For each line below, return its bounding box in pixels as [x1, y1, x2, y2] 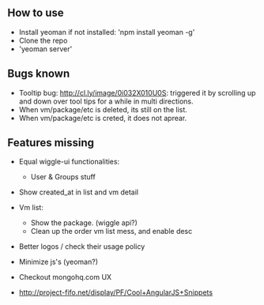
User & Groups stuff [30, 172, 96, 182]
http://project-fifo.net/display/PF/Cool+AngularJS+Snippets [18, 288, 213, 297]
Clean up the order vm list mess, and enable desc [30, 227, 193, 236]
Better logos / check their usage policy [18, 242, 145, 251]
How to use [7, 6, 64, 20]
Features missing [7, 136, 95, 149]
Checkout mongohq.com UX [18, 273, 112, 282]
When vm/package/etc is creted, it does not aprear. [18, 113, 187, 122]
